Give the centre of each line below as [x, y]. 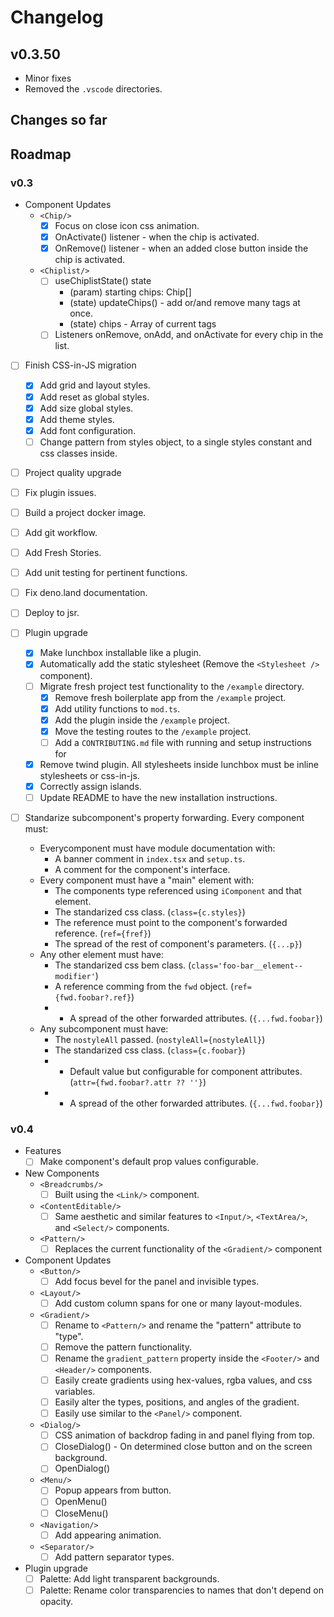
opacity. [56, 1601]
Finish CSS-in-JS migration [80, 365]
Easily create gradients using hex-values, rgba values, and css [183, 1380]
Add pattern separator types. [114, 1557]
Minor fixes [48, 78]
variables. [75, 1392]
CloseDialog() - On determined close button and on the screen [183, 1447]
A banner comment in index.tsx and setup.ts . [150, 859]
